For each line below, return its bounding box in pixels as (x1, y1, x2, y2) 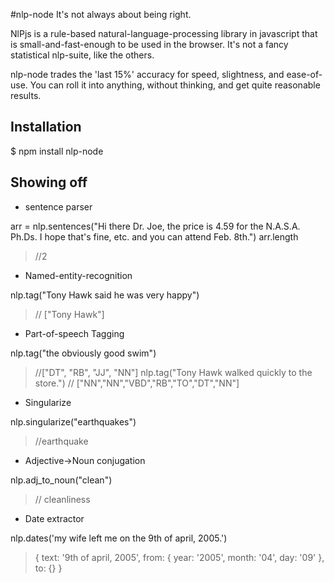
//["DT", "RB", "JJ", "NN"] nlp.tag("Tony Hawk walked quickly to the (34, 366, 313, 378)
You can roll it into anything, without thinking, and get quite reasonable (29, 79, 321, 91)
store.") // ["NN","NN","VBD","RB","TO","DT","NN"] (34, 377, 240, 389)
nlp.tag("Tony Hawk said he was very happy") (10, 289, 200, 301)
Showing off (10, 174, 88, 191)
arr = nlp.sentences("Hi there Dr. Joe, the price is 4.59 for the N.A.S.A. (10, 220, 301, 232)
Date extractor (24, 512, 85, 524)
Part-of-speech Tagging (24, 327, 125, 339)
